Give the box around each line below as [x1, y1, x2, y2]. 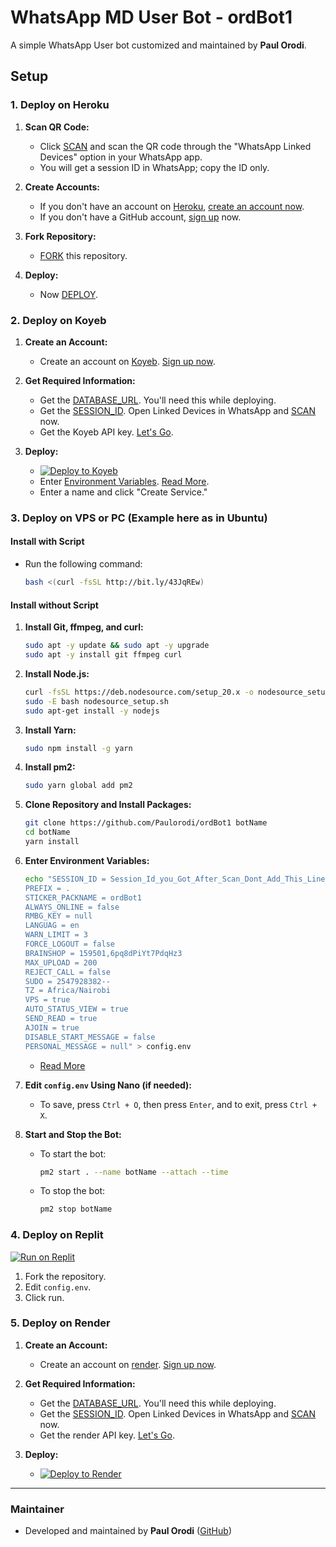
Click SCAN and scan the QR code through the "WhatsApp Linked [39, 140, 312, 152]
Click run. [24, 1291, 65, 1303]
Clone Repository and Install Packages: [24, 799, 192, 811]
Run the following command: [24, 558, 143, 570]
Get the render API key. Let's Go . [39, 1429, 175, 1441]
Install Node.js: [24, 667, 90, 680]
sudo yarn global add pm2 [24, 781, 133, 791]
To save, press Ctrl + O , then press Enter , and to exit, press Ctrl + [39, 1098, 318, 1110]
